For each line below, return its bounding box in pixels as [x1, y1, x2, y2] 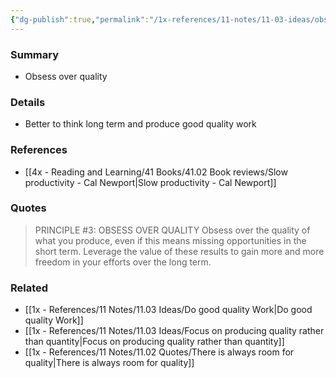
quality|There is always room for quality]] [24, 357, 195, 369]
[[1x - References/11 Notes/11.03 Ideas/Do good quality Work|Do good [24, 304, 313, 316]
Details [10, 95, 46, 109]
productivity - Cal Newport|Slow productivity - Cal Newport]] [24, 176, 277, 188]
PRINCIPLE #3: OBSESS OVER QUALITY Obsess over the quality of [34, 224, 311, 236]
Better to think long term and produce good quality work [24, 118, 257, 130]
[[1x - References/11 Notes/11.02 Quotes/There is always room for [24, 346, 295, 358]
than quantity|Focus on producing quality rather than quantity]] [24, 336, 285, 348]
